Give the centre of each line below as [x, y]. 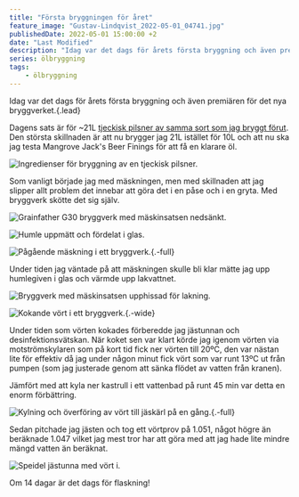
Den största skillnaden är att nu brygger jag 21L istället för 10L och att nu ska [149, 137]
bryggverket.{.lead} [45, 110]
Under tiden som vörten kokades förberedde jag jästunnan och [125, 330]
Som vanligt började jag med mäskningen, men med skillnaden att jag [137, 181]
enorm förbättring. [43, 395]
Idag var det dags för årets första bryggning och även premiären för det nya [148, 101]
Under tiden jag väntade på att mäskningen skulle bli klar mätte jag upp [140, 269]
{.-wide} [140, 313]
